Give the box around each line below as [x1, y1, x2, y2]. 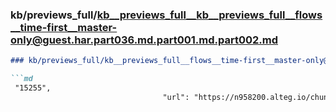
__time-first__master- [10, 20, 118, 34]
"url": [162, 92, 190, 102]
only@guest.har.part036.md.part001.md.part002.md [10, 33, 279, 47]
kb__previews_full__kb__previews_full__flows [96, 8, 323, 22]
